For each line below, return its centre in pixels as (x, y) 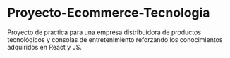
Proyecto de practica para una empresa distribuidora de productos (104, 32)
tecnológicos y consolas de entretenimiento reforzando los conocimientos (115, 39)
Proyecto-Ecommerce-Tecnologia (109, 13)
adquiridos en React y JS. (45, 47)
